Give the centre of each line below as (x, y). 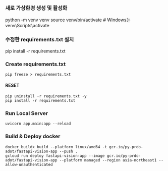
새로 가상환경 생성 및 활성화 (36, 8)
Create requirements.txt (36, 64)
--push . (69, 151)
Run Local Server (27, 113)
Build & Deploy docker (33, 136)
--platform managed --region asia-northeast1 (108, 160)
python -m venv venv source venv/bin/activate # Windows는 (68, 20)
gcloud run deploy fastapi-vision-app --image (55, 156)
